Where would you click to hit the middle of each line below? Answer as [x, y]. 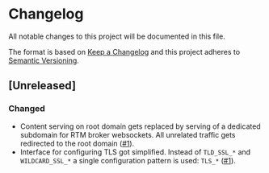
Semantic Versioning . [44, 60]
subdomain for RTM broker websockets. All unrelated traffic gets [128, 134]
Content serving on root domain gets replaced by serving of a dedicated [140, 126]
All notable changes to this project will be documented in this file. [117, 36]
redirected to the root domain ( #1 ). [77, 143]
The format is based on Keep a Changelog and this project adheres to [124, 51]
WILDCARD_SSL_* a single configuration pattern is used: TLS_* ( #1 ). [128, 160]
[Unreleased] [42, 86]
